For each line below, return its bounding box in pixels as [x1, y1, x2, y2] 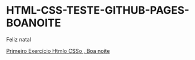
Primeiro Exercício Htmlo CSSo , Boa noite [6, 47, 110, 54]
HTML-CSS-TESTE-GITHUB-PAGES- [6, 4, 190, 17]
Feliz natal [6, 36, 32, 43]
